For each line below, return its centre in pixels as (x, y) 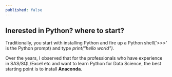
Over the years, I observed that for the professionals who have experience (84, 58)
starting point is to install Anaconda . (44, 69)
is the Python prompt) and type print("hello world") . (60, 48)
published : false (24, 10)
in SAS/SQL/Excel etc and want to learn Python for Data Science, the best (83, 64)
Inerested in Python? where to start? (65, 31)
